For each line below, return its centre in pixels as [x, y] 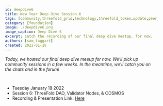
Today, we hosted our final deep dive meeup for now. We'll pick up [72, 59]
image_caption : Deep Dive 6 [33, 32]
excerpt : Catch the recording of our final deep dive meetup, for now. [79, 37]
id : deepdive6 [19, 9]
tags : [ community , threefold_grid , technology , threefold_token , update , [77, 18]
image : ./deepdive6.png [29, 27]
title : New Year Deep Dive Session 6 [43, 14]
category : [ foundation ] [29, 23]
